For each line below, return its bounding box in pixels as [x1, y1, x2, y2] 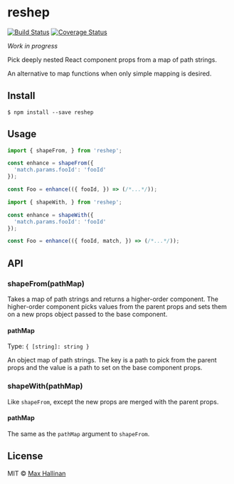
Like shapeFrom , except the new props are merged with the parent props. [7, 397, 219, 406]
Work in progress [7, 41, 58, 50]
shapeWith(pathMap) [7, 382, 83, 391]
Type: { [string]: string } [7, 342, 90, 351]
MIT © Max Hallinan [7, 469, 66, 478]
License [7, 450, 43, 463]
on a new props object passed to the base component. [7, 310, 168, 318]
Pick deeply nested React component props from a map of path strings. [7, 55, 218, 64]
